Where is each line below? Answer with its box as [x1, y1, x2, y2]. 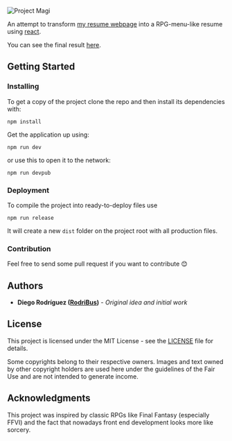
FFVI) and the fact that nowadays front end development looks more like [7, 418, 213, 426]
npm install [7, 118, 42, 125]
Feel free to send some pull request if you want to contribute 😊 [7, 260, 188, 268]
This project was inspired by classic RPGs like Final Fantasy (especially [7, 410, 210, 419]
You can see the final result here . [7, 41, 102, 49]
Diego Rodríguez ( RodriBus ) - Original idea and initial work [17, 298, 188, 306]
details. [7, 344, 28, 352]
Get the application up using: [7, 130, 90, 139]
